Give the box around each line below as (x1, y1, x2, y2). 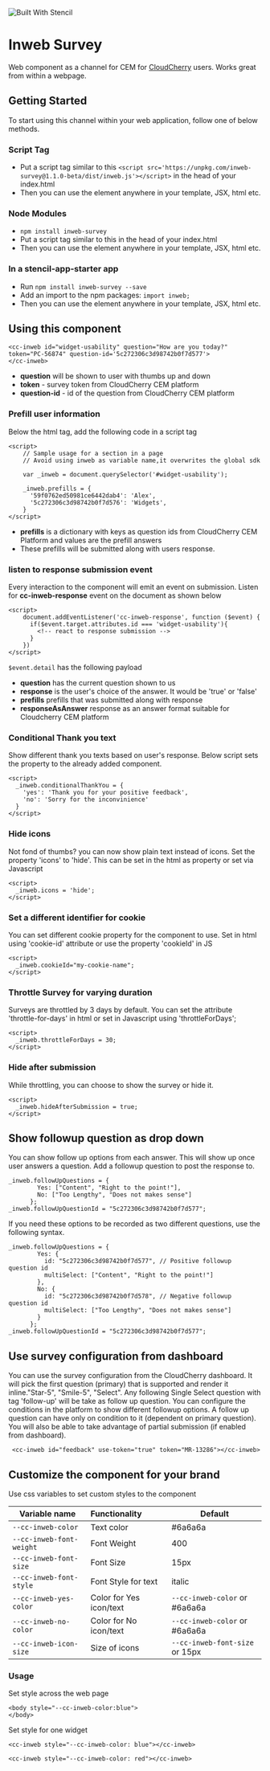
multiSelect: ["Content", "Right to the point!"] (43, 1271, 215, 1279)
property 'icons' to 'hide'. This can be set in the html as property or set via (8, 855, 254, 865)
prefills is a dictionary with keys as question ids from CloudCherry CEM (19, 526, 258, 536)
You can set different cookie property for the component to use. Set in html (8, 930, 257, 939)
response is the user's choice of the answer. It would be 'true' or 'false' (19, 687, 257, 697)
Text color (90, 1521, 129, 1532)
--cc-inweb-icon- (12, 1639, 79, 1648)
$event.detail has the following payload (8, 663, 142, 673)
